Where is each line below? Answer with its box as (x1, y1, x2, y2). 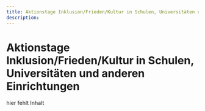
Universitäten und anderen (6, 66, 145, 80)
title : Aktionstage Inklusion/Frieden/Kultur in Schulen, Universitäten (6, 8, 195, 15)
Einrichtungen (6, 79, 80, 93)
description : (6, 15, 40, 21)
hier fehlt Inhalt (6, 99, 45, 107)
